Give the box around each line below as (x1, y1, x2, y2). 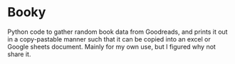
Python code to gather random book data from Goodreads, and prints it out (7, 27, 228, 36)
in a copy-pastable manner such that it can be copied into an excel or (7, 34, 211, 43)
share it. (7, 50, 31, 58)
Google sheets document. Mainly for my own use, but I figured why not (7, 42, 216, 51)
